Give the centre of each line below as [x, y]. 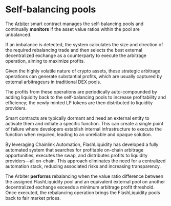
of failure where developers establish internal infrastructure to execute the [84, 129]
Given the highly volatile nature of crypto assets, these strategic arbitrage [83, 71]
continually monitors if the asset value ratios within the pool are [72, 29]
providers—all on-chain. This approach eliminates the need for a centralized [85, 161]
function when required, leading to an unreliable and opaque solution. [79, 134]
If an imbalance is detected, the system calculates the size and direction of [84, 44]
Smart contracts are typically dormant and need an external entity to [78, 118]
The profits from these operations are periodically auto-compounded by [81, 91]
